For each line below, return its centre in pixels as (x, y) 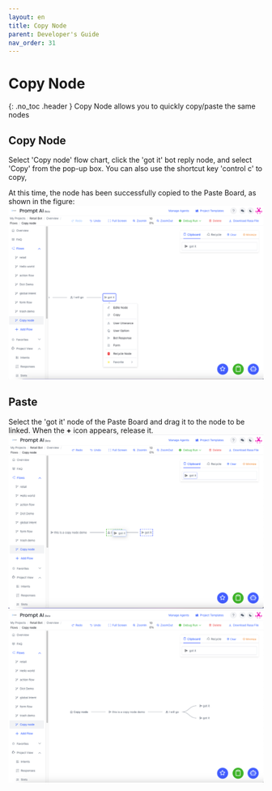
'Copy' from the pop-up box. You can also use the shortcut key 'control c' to (136, 169)
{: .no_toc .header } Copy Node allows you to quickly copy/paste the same (132, 106)
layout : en (27, 17)
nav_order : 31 (32, 43)
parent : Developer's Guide (54, 34)
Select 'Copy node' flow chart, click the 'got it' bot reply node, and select (130, 160)
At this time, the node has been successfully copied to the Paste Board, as (132, 193)
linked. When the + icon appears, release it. (81, 430)
